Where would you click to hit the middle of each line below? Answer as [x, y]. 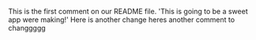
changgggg [27, 28]
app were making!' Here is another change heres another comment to [122, 20]
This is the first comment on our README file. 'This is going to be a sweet [128, 11]
